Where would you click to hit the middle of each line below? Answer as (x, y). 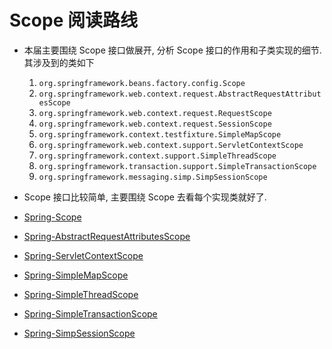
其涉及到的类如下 (59, 62)
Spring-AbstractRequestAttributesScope (107, 236)
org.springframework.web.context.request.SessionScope (155, 124)
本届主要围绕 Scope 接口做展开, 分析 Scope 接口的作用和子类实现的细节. (172, 50)
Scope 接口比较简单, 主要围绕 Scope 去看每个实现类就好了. (145, 197)
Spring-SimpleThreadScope (81, 294)
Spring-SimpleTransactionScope (90, 313)
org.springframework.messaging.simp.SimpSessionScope (153, 177)
